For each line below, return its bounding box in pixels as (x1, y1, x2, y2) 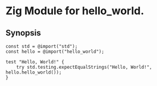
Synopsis (5, 28, 41, 38)
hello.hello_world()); (5, 69, 62, 75)
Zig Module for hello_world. (5, 4, 145, 18)
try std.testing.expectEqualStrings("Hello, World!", (16, 64, 152, 70)
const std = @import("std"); (5, 43, 78, 49)
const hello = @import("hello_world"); (5, 49, 105, 55)
